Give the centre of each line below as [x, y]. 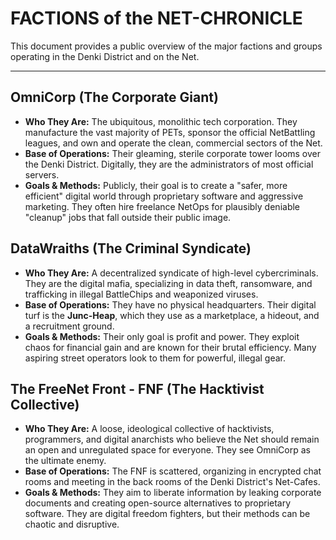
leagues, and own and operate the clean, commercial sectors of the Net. [173, 143]
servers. [42, 174]
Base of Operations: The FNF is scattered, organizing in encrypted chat [173, 471]
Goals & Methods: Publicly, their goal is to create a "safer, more [156, 185]
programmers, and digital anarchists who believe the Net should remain [172, 439]
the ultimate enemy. [65, 461]
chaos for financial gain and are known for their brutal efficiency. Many [170, 347]
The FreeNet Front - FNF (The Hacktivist [137, 388]
